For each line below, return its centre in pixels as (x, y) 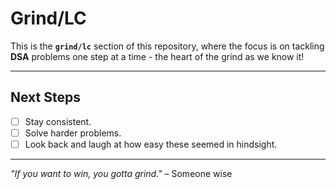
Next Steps (45, 97)
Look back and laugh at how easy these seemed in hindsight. (151, 144)
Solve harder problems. (73, 133)
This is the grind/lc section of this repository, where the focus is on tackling (167, 46)
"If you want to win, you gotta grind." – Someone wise (121, 173)
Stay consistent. (58, 121)
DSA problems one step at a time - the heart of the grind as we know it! (157, 56)
